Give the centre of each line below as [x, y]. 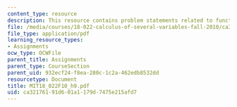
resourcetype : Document [42, 79]
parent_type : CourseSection [49, 66]
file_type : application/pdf [49, 33]
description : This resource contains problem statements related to [110, 20]
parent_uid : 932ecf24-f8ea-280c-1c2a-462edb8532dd [83, 73]
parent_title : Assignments [47, 60]
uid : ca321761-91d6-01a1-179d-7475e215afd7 [72, 92]
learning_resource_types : [45, 40]
